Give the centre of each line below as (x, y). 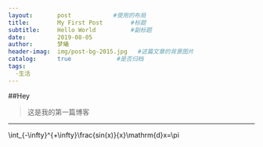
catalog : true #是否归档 (76, 59)
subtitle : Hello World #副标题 (80, 30)
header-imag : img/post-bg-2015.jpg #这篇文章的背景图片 (101, 52)
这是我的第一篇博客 (58, 112)
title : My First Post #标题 (77, 23)
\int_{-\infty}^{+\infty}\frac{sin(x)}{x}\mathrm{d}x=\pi (94, 134)
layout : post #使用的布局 (77, 15)
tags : (17, 66)
